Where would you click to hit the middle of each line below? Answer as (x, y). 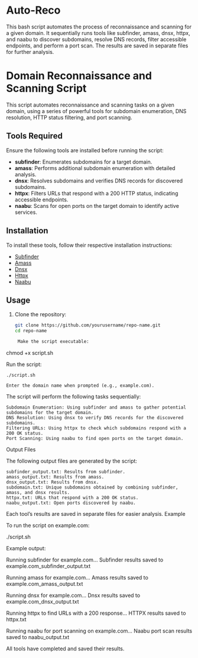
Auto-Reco (33, 10)
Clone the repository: (40, 314)
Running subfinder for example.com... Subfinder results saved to (85, 560)
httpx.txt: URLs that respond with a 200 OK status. (72, 497)
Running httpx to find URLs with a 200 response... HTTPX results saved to (96, 613)
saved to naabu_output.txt (38, 637)
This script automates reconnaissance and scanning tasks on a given (90, 105)
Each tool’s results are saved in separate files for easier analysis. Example (96, 513)
